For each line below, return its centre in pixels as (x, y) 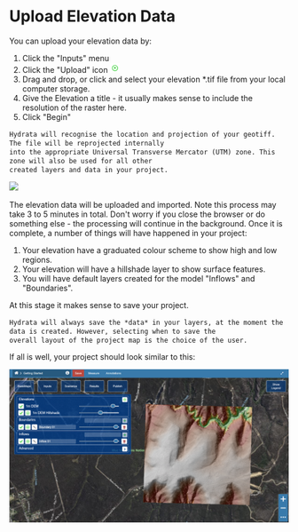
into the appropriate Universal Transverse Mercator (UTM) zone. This (142, 152)
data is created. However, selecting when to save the (113, 331)
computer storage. (56, 88)
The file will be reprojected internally (87, 143)
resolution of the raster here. (74, 107)
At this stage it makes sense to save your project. (99, 305)
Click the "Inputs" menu (66, 58)
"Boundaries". (47, 288)
